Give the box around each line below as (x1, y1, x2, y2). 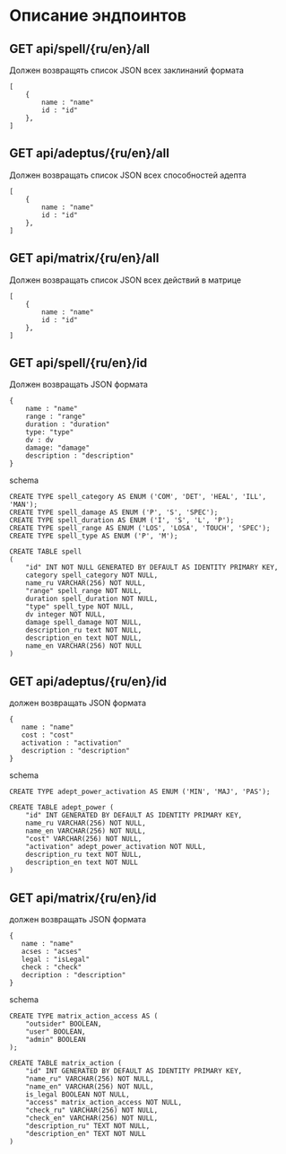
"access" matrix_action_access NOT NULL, (25, 1098, 182, 1107)
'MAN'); (9, 500, 39, 510)
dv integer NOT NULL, (25, 610, 106, 619)
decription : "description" (21, 971, 126, 980)
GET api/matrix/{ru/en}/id (9, 890, 157, 905)
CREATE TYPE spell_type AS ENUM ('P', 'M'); (9, 531, 178, 541)
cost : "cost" (21, 730, 74, 740)
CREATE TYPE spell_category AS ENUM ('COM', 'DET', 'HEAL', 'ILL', (9, 493, 267, 502)
